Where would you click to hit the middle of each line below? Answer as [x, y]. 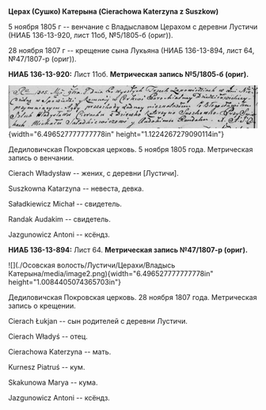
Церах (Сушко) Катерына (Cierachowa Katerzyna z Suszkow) [114, 11]
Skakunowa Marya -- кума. [53, 382]
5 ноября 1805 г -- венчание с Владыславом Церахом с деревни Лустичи [133, 27]
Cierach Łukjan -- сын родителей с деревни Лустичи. [98, 321]
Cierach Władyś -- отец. [48, 336]
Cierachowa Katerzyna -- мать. [60, 351]
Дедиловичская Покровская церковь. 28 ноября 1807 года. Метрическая [133, 297]
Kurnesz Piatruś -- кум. [47, 366]
